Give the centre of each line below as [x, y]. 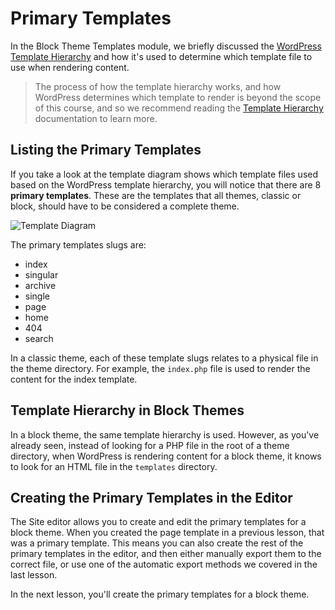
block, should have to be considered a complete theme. [125, 206]
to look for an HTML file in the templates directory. [114, 466]
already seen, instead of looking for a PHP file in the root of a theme [150, 445]
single [37, 296]
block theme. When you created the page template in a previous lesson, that [167, 533]
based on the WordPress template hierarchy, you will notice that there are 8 [166, 184]
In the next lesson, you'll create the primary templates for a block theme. [160, 594]
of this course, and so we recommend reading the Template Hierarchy [179, 108]
